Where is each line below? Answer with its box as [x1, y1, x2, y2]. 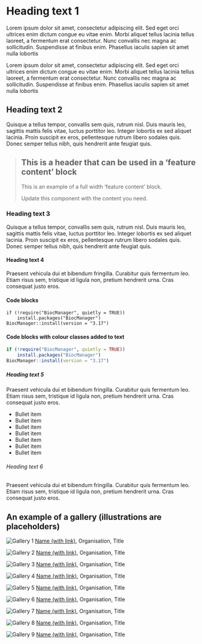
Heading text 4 [6, 257, 44, 264]
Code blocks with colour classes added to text [6, 333, 125, 340]
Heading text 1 [6, 4, 80, 18]
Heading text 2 [6, 104, 63, 115]
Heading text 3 [6, 209, 51, 218]
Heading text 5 [6, 371, 44, 378]
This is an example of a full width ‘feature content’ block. [21, 183, 162, 190]
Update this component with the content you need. [21, 194, 148, 202]
